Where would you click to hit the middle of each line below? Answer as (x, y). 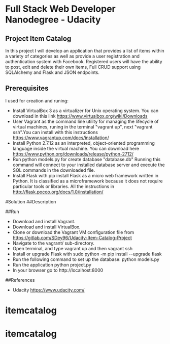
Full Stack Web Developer (60, 9)
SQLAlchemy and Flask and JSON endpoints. (53, 72)
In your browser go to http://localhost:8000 (58, 270)
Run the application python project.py (52, 264)
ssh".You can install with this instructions (55, 132)
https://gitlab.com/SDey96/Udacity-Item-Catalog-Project (72, 237)
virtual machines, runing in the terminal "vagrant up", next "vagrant (82, 127)
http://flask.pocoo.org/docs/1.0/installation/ (58, 192)
